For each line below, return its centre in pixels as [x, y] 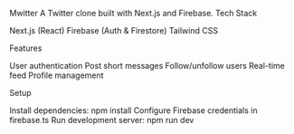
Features [26, 48]
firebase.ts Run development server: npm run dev [102, 120]
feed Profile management [57, 75]
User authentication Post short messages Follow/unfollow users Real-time [147, 66]
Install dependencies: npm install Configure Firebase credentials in [133, 110]
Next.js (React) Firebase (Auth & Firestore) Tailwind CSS [114, 30]
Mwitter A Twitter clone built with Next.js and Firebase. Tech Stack [133, 13]
